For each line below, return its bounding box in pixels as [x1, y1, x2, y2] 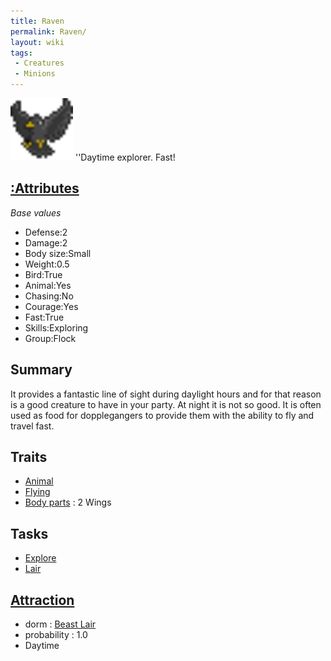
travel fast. [10, 420, 55, 432]
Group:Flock [24, 332, 77, 344]
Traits [10, 449, 48, 466]
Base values [10, 206, 62, 219]
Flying [24, 486, 51, 498]
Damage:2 [24, 236, 68, 249]
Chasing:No [24, 290, 74, 302]
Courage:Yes [24, 300, 79, 312]
